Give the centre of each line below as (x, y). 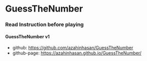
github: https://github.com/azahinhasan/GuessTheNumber (73, 48)
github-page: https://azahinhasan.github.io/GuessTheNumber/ (77, 53)
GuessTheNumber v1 (28, 36)
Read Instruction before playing (44, 25)
